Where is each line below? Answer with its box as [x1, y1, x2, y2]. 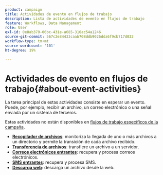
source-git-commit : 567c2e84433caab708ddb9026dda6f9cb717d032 [5, 35, 134, 39]
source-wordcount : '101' [5, 43, 55, 48]
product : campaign [5, 7, 42, 12]
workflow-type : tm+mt [5, 39, 49, 44]
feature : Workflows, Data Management [5, 20, 82, 26]
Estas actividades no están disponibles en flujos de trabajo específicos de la [5, 119, 158, 125]
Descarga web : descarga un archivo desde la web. [12, 165, 115, 171]
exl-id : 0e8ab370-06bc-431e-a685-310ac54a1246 [5, 30, 101, 35]
